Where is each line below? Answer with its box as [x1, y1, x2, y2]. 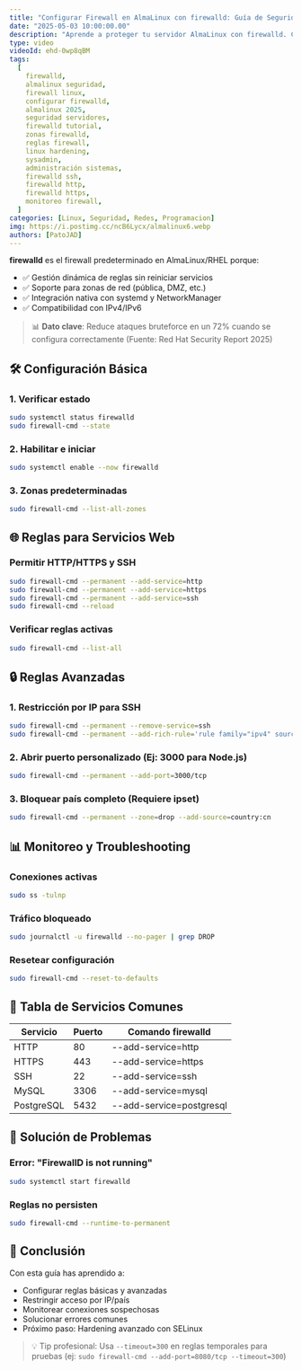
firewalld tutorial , [25, 122, 102, 131]
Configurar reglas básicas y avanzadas [22, 1285, 168, 1295]
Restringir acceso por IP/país [22, 1295, 130, 1305]
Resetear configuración [9, 953, 115, 966]
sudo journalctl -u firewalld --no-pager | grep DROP [9, 932, 216, 941]
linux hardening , [25, 146, 91, 155]
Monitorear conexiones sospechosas [22, 1304, 160, 1314]
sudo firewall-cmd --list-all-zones [9, 505, 147, 514]
